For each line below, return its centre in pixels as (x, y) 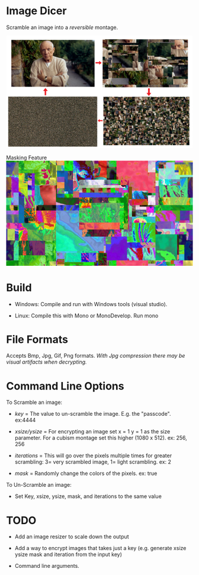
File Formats (37, 339)
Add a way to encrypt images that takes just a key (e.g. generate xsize (100, 548)
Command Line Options (65, 386)
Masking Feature (27, 158)
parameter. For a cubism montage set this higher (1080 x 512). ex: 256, (101, 438)
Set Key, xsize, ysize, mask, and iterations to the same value (88, 496)
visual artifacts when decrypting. (46, 362)
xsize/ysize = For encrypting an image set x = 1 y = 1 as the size (92, 432)
